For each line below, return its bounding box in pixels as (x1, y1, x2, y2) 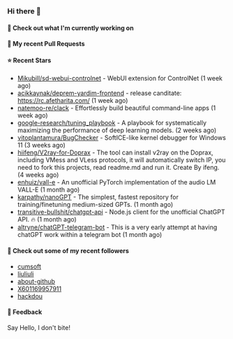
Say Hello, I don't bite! (7, 323, 71, 331)
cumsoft (17, 262, 42, 271)
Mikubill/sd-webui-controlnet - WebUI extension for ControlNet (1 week (17, 74, 223, 82)
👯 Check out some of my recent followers (7, 246, 129, 254)
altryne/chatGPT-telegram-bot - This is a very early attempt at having (17, 223, 218, 231)
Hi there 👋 (7, 6, 42, 16)
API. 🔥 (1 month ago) (17, 215, 77, 224)
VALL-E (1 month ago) (17, 185, 80, 194)
